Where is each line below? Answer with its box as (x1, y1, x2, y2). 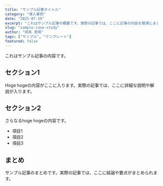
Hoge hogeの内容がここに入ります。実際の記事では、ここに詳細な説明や (5, 82, 150, 88)
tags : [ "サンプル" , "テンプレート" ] (5, 35, 72, 39)
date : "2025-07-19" (5, 16, 45, 21)
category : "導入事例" (5, 12, 46, 17)
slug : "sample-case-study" (5, 25, 60, 30)
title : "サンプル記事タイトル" (5, 7, 61, 12)
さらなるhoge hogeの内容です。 (5, 118, 69, 124)
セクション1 (5, 69, 40, 77)
